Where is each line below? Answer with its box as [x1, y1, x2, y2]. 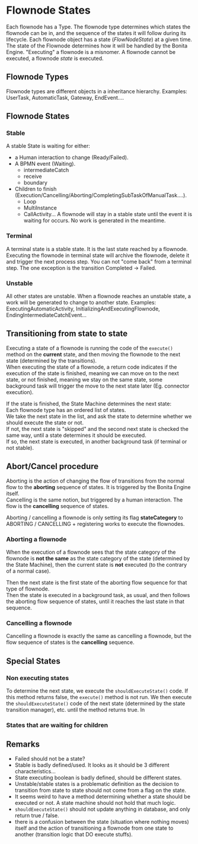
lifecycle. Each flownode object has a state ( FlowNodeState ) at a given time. [6, 36, 193, 43]
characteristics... [14, 767, 56, 775]
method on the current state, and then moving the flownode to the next [6, 351, 181, 358]
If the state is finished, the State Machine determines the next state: [6, 400, 172, 407]
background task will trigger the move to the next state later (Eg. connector [6, 382, 190, 389]
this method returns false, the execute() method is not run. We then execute [6, 693, 192, 700]
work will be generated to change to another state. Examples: [6, 299, 156, 306]
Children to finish [14, 185, 57, 193]
